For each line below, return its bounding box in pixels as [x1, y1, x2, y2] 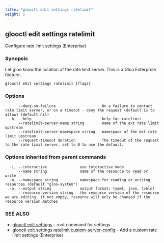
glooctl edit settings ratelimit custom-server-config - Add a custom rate [12, 227, 157, 233]
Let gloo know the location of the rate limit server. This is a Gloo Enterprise [5, 66, 156, 72]
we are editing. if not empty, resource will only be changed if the [5, 195, 151, 200]
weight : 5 [5, 12, 26, 17]
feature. [5, 72, 21, 78]
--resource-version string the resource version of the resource [18, 190, 160, 195]
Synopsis [5, 55, 28, 62]
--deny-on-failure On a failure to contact [18, 104, 153, 108]
